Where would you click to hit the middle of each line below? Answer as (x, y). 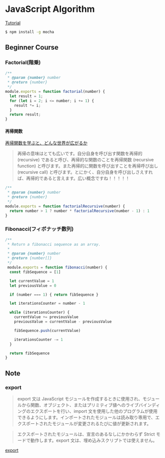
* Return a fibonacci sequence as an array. (54, 244)
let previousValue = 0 (33, 286)
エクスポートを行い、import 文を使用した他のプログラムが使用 (94, 411)
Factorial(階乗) (23, 63)
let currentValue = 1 (32, 281)
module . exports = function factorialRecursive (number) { (65, 206)
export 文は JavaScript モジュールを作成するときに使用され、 (80, 398)
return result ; (25, 115)
